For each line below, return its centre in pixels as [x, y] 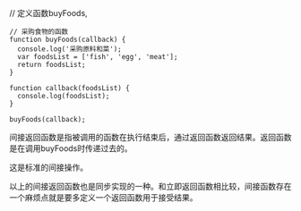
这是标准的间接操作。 [48, 167]
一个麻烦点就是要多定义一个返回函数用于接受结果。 [103, 198]
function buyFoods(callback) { [68, 39]
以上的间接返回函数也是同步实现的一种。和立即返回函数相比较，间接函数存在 [150, 186]
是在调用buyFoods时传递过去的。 [71, 148]
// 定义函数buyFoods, [48, 13]
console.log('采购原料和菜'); [70, 49]
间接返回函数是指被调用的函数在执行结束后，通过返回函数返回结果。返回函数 [150, 137]
